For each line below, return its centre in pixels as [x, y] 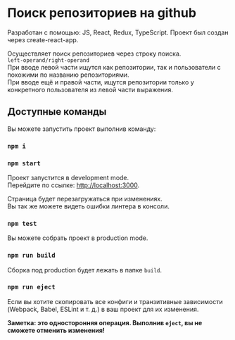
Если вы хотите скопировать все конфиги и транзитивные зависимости [115, 301]
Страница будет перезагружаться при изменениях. [85, 199]
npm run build [31, 256]
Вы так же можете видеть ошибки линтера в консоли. [89, 206]
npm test [22, 223]
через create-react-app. [43, 39]
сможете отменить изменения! [56, 330]
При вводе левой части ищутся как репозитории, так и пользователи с [114, 67]
